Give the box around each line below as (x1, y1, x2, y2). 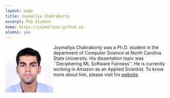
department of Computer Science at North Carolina (53, 50, 161, 56)
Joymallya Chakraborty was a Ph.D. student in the (53, 44, 159, 51)
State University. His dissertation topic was (53, 55, 144, 61)
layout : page (5, 8, 33, 13)
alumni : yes (5, 30, 31, 35)
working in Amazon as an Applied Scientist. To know (53, 66, 164, 72)
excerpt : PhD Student (5, 19, 52, 24)
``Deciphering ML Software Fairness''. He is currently (53, 61, 165, 67)
